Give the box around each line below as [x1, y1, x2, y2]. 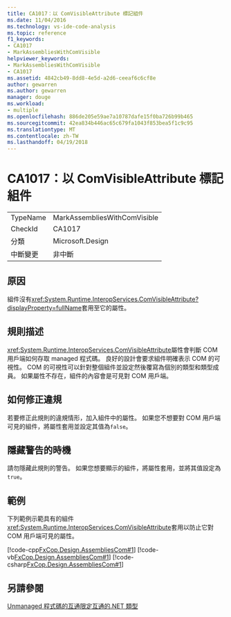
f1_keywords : [7, 36, 45, 43]
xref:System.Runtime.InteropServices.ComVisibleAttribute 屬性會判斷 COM [7, 346, 218, 354]
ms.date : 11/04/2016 [7, 17, 67, 24]
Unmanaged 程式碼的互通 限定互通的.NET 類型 [7, 602, 138, 610]
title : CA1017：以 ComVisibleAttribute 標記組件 [7, 10, 144, 17]
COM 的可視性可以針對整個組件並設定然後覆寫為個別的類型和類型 [26, 363, 213, 371]
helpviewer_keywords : [7, 55, 70, 62]
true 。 [7, 472, 26, 481]
